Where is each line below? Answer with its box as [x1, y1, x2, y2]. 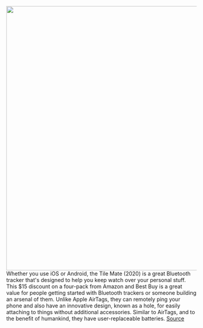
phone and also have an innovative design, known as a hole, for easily [6, 302, 181, 309]
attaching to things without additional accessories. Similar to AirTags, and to [6, 309, 195, 315]
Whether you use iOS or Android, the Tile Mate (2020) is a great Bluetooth [6, 270, 191, 277]
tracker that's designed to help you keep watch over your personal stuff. [6, 277, 186, 283]
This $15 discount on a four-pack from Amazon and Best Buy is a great [6, 283, 182, 290]
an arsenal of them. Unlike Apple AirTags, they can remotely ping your [6, 296, 181, 303]
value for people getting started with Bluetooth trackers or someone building [6, 289, 197, 296]
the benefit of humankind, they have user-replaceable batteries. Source [6, 315, 184, 322]
